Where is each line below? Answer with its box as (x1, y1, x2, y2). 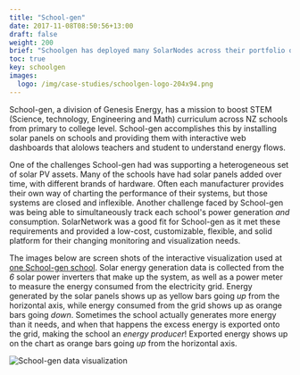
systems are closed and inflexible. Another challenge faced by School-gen (9, 197, 284, 208)
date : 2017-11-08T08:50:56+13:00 (9, 21, 134, 30)
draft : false (9, 29, 58, 38)
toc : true (9, 54, 46, 63)
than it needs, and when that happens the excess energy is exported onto (9, 319, 280, 329)
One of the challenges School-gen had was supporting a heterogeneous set (9, 159, 289, 170)
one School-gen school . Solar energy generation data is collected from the (9, 262, 285, 272)
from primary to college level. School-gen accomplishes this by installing (9, 122, 277, 134)
